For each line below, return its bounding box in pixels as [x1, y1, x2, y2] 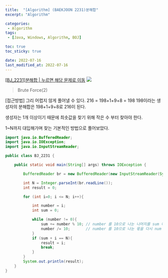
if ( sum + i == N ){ [31, 235, 72, 241]
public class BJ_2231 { [5, 154, 55, 159]
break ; [40, 245, 55, 250]
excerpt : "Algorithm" [5, 12, 50, 17]
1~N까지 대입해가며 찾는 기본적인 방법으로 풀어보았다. [5, 125, 109, 131]
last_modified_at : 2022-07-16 [5, 62, 68, 68]
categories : [5, 21, 30, 26]
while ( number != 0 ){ [31, 217, 77, 222]
